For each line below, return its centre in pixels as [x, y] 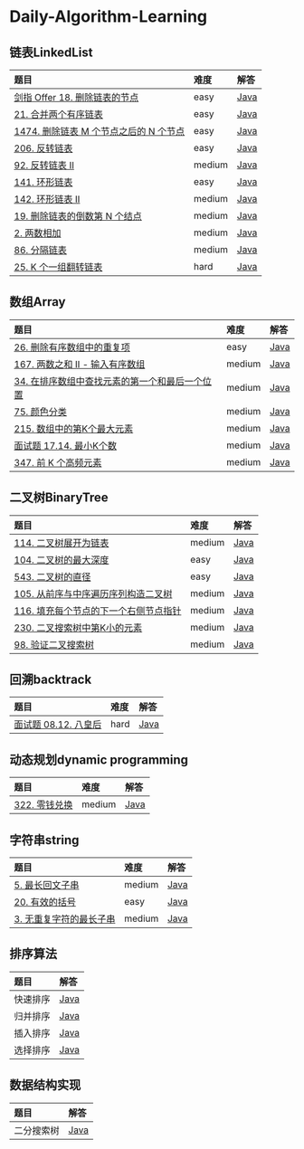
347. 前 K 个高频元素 [58, 462]
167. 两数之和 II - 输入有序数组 [80, 364]
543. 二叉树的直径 [52, 576]
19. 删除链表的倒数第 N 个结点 [78, 216]
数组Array [38, 302]
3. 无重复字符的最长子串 [65, 919]
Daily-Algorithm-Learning [109, 17]
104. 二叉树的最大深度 [62, 560]
